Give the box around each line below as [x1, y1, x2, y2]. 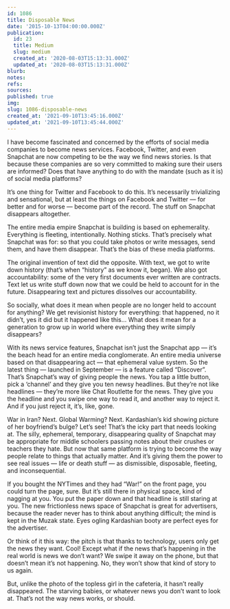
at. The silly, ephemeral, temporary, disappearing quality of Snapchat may [7, 429, 216, 438]
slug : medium [13, 49, 51, 56]
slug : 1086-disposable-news [7, 106, 88, 113]
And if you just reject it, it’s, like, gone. [7, 402, 115, 410]
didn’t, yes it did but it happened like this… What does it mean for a [7, 315, 196, 323]
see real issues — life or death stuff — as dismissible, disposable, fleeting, [7, 459, 218, 467]
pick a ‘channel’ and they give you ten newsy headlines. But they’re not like [7, 380, 220, 388]
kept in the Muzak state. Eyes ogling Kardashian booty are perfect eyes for [7, 516, 218, 524]
